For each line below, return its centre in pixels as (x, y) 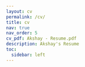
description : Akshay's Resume (43, 44)
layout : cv (19, 11)
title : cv (18, 22)
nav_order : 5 (22, 33)
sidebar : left (28, 55)
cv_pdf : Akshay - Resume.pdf (41, 38)
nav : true (18, 28)
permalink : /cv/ (26, 17)
